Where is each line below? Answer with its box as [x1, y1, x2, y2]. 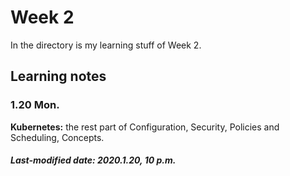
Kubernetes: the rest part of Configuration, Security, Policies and [10, 121, 280, 133]
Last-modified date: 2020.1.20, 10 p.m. [10, 154, 177, 166]
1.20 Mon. [10, 98, 60, 112]
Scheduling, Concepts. [10, 131, 105, 143]
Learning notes [10, 68, 107, 85]
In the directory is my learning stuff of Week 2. [10, 39, 202, 51]
